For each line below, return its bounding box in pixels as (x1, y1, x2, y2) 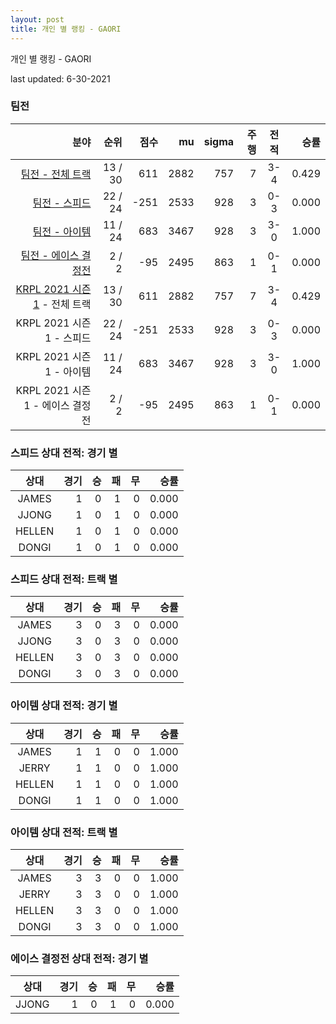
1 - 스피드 (44, 331, 92, 345)
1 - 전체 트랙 (32, 297, 92, 311)
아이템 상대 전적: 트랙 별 (10, 825, 118, 839)
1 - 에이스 (23, 398, 70, 412)
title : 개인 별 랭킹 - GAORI (10, 24, 122, 34)
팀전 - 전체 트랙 (20, 167, 92, 181)
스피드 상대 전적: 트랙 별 (10, 572, 118, 586)
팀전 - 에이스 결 (20, 248, 92, 262)
